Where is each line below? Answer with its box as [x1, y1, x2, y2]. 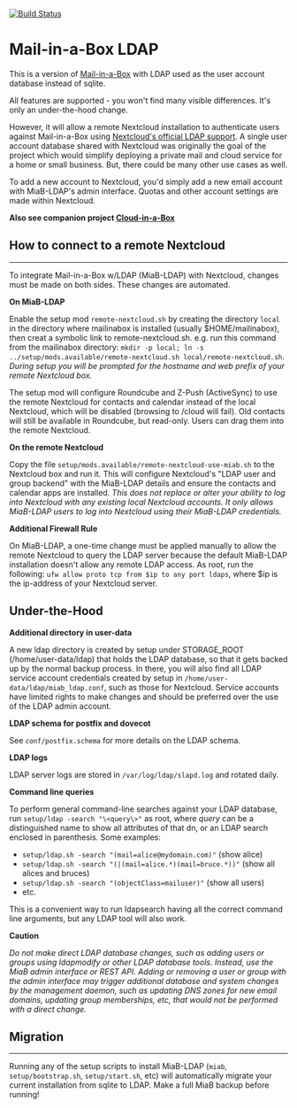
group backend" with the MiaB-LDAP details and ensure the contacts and [9, 478, 277, 489]
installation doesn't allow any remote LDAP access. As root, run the [9, 558, 254, 570]
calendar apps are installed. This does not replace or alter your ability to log [9, 487, 286, 497]
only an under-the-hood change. [9, 104, 128, 115]
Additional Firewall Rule [9, 523, 98, 534]
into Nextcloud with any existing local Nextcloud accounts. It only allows [9, 496, 274, 507]
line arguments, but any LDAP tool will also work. [9, 912, 187, 924]
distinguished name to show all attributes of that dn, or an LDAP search [9, 822, 269, 833]
